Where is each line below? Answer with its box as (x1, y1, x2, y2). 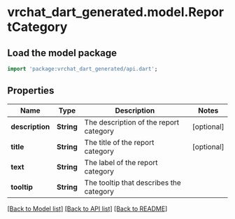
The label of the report (84, 157, 158, 167)
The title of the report (84, 137, 155, 147)
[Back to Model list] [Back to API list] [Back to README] (7, 204, 168, 213)
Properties (7, 85, 55, 97)
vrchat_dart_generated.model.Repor (7, 4, 225, 20)
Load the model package (7, 47, 117, 59)
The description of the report (84, 117, 180, 127)
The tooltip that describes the (84, 178, 182, 188)
